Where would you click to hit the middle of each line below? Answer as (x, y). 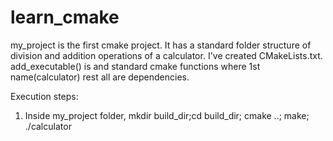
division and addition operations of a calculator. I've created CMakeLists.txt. (166, 55)
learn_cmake (65, 17)
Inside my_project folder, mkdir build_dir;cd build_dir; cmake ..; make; (167, 115)
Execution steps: (44, 96)
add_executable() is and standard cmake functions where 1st (135, 66)
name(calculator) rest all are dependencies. (100, 77)
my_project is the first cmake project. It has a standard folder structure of (161, 45)
